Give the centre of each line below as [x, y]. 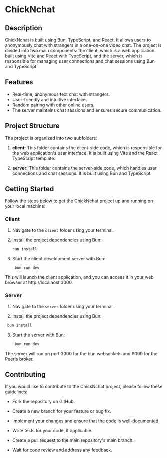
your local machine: [25, 206]
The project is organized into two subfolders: [51, 138]
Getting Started [30, 189]
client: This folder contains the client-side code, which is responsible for [87, 147]
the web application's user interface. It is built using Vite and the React [85, 153]
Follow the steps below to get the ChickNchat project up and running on [79, 201]
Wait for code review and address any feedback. [62, 450]
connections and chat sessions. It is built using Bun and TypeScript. [82, 173]
